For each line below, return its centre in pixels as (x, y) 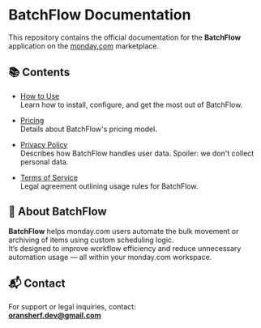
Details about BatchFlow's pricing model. (89, 129)
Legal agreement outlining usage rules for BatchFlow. (109, 186)
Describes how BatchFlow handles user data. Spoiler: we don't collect (137, 153)
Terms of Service (49, 177)
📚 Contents (39, 72)
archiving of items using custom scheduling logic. (91, 240)
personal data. (44, 162)
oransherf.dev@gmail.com (55, 315)
